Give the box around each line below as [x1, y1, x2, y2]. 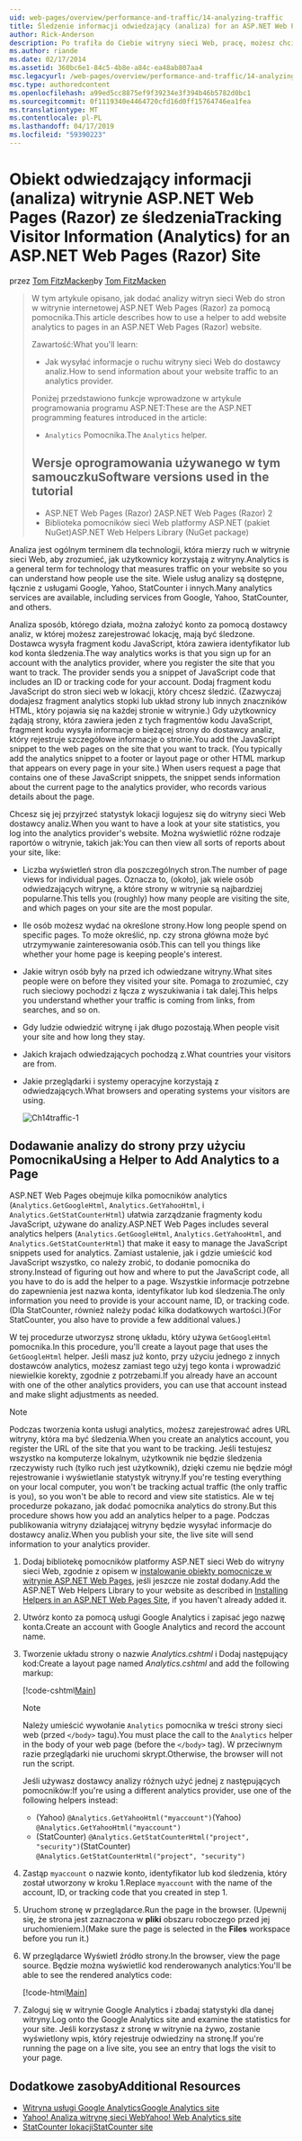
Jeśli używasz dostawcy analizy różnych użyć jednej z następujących [22, 1776, 280, 1786]
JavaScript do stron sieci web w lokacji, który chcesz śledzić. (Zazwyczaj [9, 686, 281, 697]
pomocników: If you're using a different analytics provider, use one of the [22, 1786, 292, 1796]
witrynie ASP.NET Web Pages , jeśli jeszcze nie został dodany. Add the [22, 1576, 280, 1587]
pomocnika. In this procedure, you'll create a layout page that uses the [9, 1342, 268, 1353]
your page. [22, 2053, 63, 2064]
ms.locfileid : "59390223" [9, 130, 106, 139]
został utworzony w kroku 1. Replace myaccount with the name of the [22, 1877, 272, 1888]
